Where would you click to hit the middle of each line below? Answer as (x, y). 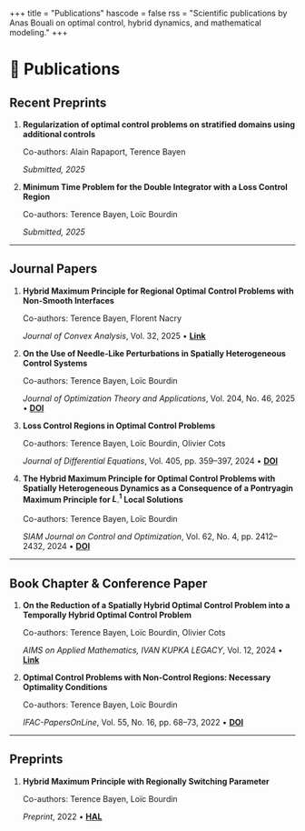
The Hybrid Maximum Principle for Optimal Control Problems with (149, 478)
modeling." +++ (39, 32)
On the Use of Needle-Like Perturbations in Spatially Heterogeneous (154, 353)
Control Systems (55, 363)
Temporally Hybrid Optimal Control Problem (107, 615)
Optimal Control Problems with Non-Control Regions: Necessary (147, 677)
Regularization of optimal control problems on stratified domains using (159, 125)
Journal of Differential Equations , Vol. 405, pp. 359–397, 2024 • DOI (150, 461)
